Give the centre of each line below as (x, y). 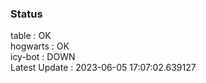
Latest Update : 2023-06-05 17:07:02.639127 (103, 68)
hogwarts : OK (40, 46)
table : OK (31, 36)
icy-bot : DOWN (43, 57)
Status (26, 14)
